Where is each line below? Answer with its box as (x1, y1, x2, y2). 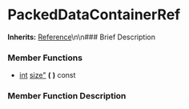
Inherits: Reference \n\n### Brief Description (7, 32, 155, 42)
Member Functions (7, 52, 83, 63)
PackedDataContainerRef (7, 6, 181, 24)
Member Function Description (7, 91, 127, 102)
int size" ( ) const (18, 71, 76, 80)
